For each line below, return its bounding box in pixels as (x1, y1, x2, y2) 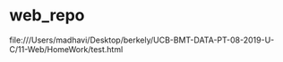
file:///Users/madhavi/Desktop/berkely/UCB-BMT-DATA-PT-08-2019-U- (9, 35, 275, 45)
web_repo (9, 5, 85, 26)
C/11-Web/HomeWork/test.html (9, 43, 124, 54)
